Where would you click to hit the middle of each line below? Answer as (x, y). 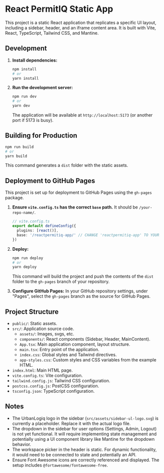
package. (14, 198)
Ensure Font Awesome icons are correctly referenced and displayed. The (86, 460)
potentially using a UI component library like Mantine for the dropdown (83, 439)
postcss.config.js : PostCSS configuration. (56, 386)
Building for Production (41, 136)
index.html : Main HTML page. (42, 370)
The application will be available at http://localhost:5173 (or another (82, 115)
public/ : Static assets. (35, 324)
